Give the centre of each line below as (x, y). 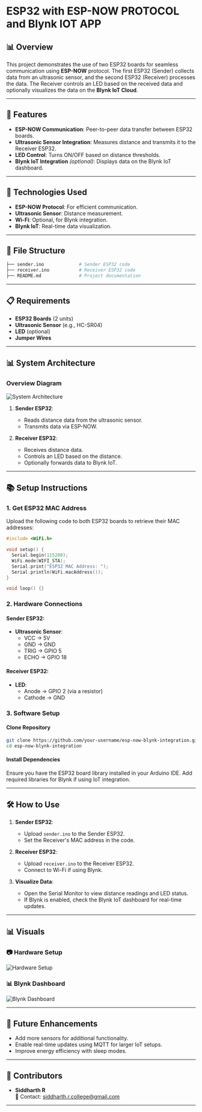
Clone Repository (29, 728)
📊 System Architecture (51, 363)
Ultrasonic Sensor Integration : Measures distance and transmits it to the (106, 142)
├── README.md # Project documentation (74, 276)
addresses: (20, 528)
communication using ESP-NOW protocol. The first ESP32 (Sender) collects (100, 71)
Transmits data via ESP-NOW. (60, 426)
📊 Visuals (26, 931)
